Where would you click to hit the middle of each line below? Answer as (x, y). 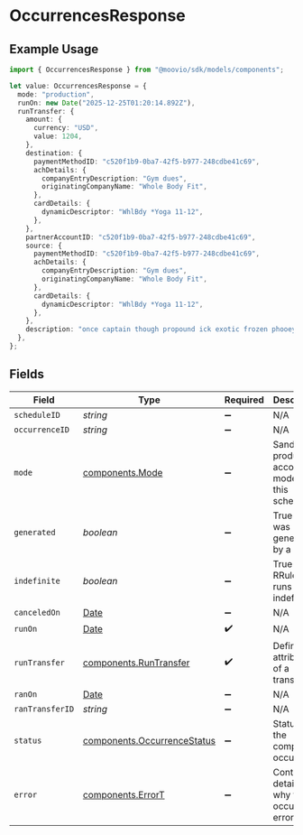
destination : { (54, 153)
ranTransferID (44, 709)
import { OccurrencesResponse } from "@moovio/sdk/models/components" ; (147, 70)
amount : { (44, 120)
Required (244, 400)
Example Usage (54, 49)
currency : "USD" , (66, 128)
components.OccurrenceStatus (149, 740)
